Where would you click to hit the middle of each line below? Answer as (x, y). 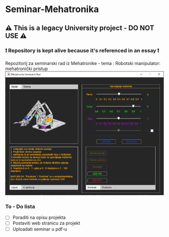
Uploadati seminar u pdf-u (40, 229)
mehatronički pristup (27, 69)
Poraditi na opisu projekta (39, 217)
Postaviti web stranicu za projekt (46, 223)
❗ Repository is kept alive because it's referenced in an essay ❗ (82, 50)
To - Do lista (20, 207)
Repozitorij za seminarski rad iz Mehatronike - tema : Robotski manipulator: (83, 63)
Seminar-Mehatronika (52, 9)
